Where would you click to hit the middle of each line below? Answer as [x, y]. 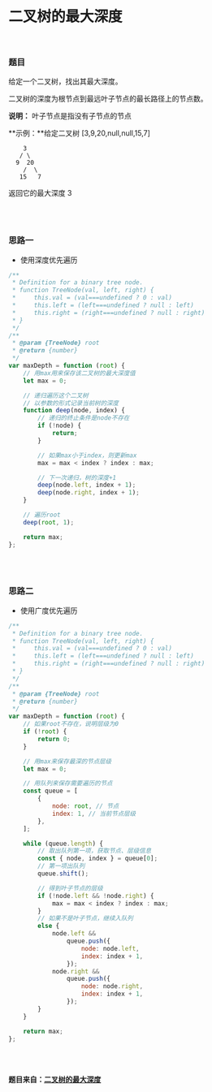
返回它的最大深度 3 [40, 193]
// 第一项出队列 [61, 866]
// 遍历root [42, 515]
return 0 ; [54, 739]
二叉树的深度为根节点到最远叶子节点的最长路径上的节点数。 [108, 99]
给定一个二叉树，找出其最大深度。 [65, 81]
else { [49, 926]
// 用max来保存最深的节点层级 [67, 761]
